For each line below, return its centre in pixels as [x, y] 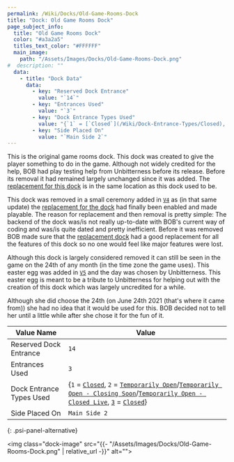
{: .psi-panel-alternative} [42, 431]
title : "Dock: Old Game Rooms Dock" [60, 20]
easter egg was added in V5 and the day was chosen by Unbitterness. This [114, 272]
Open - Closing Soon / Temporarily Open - [136, 393]
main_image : [31, 53]
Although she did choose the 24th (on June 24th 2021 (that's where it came [116, 301]
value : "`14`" [58, 98]
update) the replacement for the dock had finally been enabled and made [112, 207]
